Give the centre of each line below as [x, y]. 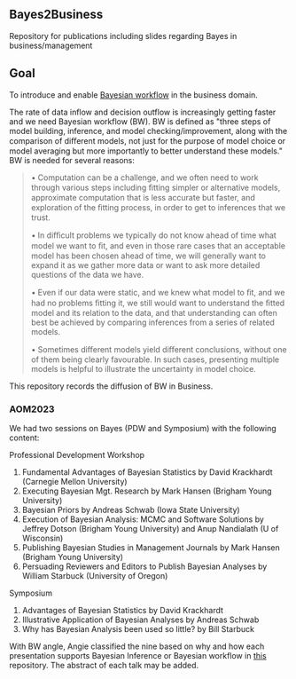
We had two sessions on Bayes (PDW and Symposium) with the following [143, 428]
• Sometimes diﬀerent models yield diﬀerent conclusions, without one [159, 349]
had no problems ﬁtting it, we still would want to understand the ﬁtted [158, 303]
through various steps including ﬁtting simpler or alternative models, [156, 187]
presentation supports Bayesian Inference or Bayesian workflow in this [138, 655]
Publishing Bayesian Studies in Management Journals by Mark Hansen [151, 547]
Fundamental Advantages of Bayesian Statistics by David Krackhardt [147, 472]
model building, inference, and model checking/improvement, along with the [148, 130]
